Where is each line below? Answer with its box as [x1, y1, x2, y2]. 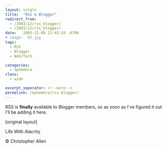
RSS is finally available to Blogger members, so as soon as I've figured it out [5, 104, 162, 110]
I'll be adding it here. [5, 109, 47, 115]
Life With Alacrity [5, 128, 41, 135]
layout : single [5, 7, 37, 12]
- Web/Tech [9, 53, 32, 59]
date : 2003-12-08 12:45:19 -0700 [5, 30, 79, 35]
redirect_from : [5, 16, 37, 21]
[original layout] [5, 119, 37, 125]
